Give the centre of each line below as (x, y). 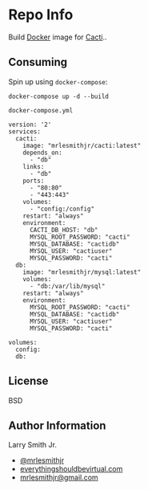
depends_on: (42, 153)
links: (34, 166)
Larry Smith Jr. (33, 445)
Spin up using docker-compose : (58, 81)
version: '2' (30, 125)
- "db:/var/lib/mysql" (67, 286)
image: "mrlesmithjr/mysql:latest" (82, 272)
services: (25, 131)
